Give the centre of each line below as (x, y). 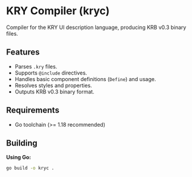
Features (23, 52)
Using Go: (19, 157)
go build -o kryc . (30, 168)
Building (22, 143)
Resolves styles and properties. (53, 85)
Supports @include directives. (51, 73)
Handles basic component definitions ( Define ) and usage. (85, 79)
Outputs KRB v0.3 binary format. (54, 91)
